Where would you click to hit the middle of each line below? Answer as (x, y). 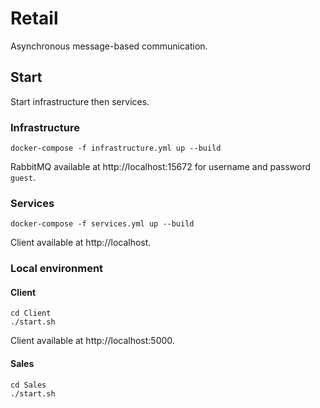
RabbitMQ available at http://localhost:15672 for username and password (161, 167)
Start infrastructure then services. (80, 101)
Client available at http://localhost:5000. (92, 341)
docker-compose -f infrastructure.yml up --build (116, 148)
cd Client (31, 313)
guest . (23, 178)
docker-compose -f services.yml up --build (102, 224)
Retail (34, 18)
